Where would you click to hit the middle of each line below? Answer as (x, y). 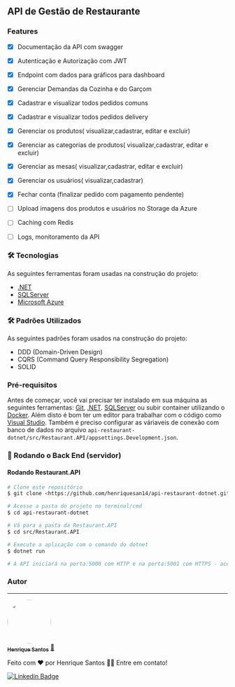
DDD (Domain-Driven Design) (60, 352)
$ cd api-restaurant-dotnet (48, 513)
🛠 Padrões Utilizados (44, 320)
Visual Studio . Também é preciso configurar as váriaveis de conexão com (113, 422)
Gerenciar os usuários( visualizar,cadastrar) (80, 181)
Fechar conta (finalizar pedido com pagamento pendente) (100, 195)
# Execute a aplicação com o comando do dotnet (78, 544)
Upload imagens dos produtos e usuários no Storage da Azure (107, 209)
